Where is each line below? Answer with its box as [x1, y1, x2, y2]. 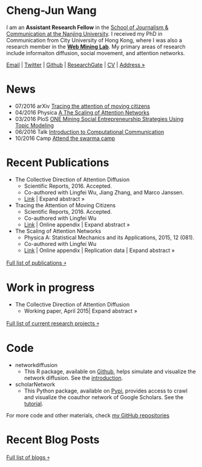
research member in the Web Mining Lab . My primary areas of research [6, 43, 186, 50]
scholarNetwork [15, 380, 56, 388]
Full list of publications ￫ [6, 259, 67, 267]
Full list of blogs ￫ [6, 454, 50, 461]
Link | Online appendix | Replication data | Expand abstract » [24, 247, 175, 254]
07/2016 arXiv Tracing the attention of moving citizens [15, 102, 150, 110]
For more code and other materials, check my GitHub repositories [6, 411, 170, 419]
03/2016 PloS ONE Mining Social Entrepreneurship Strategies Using [15, 115, 184, 122]
